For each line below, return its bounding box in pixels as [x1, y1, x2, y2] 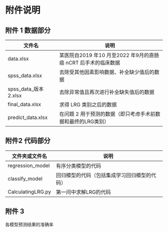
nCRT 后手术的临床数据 [65, 59, 120, 66]
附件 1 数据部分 [5, 26, 51, 34]
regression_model [7, 162, 50, 169]
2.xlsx [7, 92, 22, 99]
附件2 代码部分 [5, 136, 51, 145]
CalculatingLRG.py [7, 188, 51, 195]
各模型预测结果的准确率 [5, 221, 53, 227]
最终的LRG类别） [69, 118, 109, 125]
